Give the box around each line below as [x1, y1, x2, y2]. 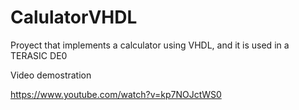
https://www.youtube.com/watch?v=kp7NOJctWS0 [10, 88, 222, 100]
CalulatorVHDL [10, 6, 138, 29]
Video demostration [10, 69, 92, 81]
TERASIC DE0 [10, 49, 68, 61]
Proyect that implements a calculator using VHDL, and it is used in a [10, 39, 290, 51]
